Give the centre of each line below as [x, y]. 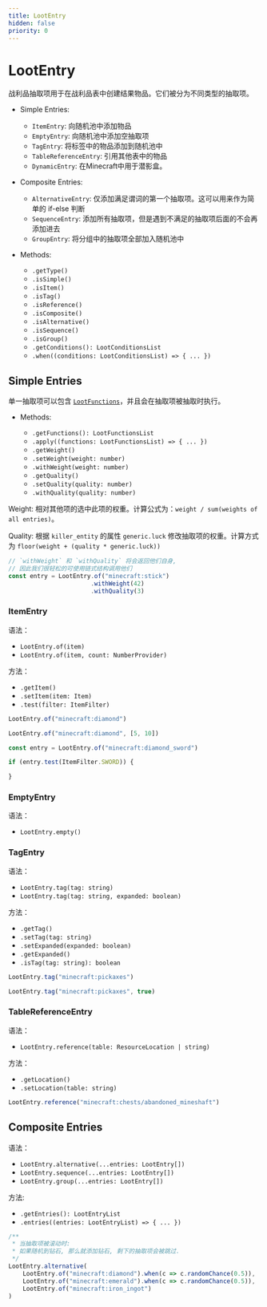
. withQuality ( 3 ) [118, 591]
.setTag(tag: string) [56, 937]
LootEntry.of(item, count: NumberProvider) [94, 655]
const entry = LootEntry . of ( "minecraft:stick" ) [89, 576]
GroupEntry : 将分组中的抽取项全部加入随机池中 [108, 239]
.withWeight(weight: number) [80, 467]
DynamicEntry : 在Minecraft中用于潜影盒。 [99, 166]
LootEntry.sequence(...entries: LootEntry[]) [97, 1173]
